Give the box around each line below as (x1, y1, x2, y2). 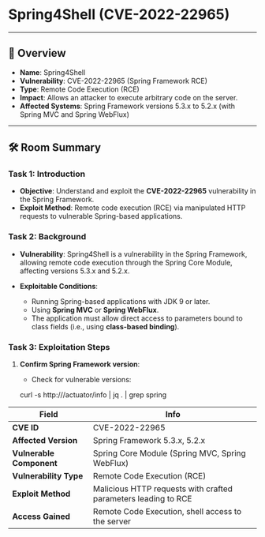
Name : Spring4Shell (19, 67, 86, 77)
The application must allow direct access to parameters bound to (31, 314, 243, 323)
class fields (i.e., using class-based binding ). (31, 321, 180, 331)
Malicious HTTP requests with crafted (93, 483, 233, 494)
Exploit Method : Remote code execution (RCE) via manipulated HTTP (19, 203, 246, 212)
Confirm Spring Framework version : (19, 359, 140, 369)
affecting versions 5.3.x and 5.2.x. (19, 266, 130, 276)
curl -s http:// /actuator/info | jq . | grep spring (19, 390, 167, 400)
